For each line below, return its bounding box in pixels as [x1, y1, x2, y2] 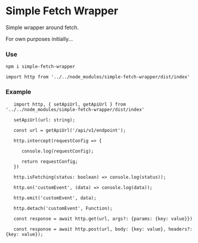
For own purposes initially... [5, 35, 73, 42]
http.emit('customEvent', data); [13, 195, 97, 201]
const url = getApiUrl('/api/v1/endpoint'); [13, 127, 126, 133]
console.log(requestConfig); [21, 148, 94, 154]
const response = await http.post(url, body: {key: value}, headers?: [13, 226, 193, 232]
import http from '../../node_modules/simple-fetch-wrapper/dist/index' [5, 74, 190, 80]
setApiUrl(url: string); [13, 117, 76, 123]
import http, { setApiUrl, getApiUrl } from [13, 101, 126, 108]
